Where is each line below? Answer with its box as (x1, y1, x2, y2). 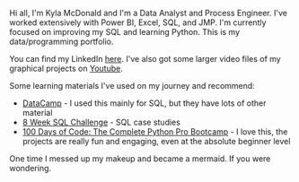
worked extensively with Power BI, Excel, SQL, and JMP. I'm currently (9, 17, 267, 28)
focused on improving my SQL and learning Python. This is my (9, 27, 241, 37)
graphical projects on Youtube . (9, 63, 123, 74)
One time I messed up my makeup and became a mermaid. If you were (9, 153, 271, 164)
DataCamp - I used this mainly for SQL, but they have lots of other (22, 98, 267, 108)
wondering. (9, 163, 52, 173)
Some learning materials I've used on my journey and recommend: (9, 81, 256, 91)
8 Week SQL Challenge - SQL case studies (22, 117, 181, 127)
